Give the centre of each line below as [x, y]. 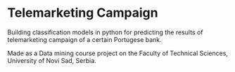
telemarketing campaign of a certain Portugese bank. [84, 39]
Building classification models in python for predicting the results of [105, 32]
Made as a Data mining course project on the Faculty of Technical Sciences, [118, 53]
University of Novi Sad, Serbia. [52, 60]
